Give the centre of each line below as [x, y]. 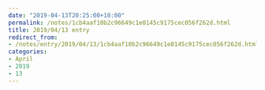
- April [21, 59]
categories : [28, 52]
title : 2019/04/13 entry [49, 30]
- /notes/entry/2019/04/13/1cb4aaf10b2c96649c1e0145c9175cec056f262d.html [134, 45]
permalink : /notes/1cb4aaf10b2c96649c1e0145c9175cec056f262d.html [119, 23]
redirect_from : [33, 37]
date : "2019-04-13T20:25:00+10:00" [67, 15]
